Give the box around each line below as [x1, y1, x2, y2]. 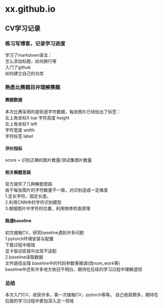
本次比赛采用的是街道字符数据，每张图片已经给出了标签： [5, 109, 121, 115]
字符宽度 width [5, 127, 35, 133]
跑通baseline [5, 218, 32, 223]
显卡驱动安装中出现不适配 [5, 248, 57, 254]
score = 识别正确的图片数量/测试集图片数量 [5, 157, 92, 163]
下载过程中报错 [5, 241, 35, 248]
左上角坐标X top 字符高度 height [5, 115, 70, 120]
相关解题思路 [5, 169, 31, 175]
